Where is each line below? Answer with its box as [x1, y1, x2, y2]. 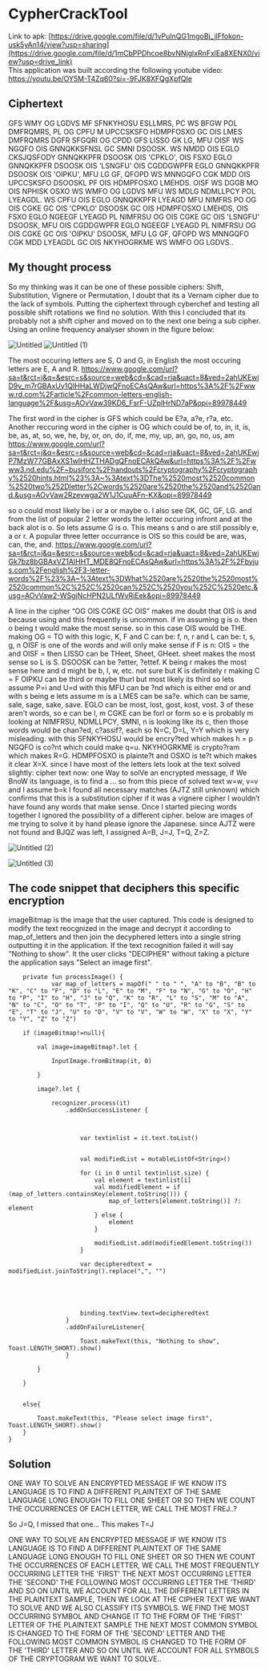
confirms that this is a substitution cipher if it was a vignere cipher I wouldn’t [8, 793, 260, 803]
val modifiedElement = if [94, 1183, 181, 1191]
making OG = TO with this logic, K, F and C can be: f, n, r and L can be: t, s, [8, 632, 255, 641]
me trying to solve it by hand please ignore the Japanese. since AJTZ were [8, 818, 256, 829]
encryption [8, 893, 66, 907]
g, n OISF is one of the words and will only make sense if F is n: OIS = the [8, 640, 250, 649]
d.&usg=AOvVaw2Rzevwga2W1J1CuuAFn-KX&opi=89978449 [8, 490, 212, 500]
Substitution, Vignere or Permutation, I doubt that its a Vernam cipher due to [8, 290, 259, 300]
